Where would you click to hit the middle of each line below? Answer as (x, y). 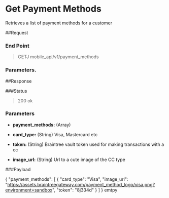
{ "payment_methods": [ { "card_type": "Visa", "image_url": (67, 179)
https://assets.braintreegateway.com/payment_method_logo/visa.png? (81, 184)
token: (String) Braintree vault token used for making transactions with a (88, 144)
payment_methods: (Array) (42, 125)
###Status (16, 91)
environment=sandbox (29, 190)
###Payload (18, 169)
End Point (17, 46)
